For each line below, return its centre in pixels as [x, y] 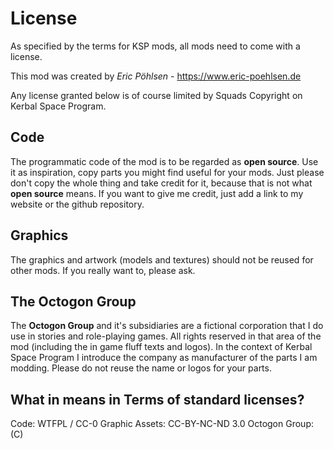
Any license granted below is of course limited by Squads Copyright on [156, 95]
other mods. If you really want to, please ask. [103, 270]
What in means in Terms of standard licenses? [157, 399]
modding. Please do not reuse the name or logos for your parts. [141, 368]
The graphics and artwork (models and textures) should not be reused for [162, 259]
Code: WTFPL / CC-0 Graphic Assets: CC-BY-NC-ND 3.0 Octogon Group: [162, 424]
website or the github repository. [77, 204]
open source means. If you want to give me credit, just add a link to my [157, 193]
